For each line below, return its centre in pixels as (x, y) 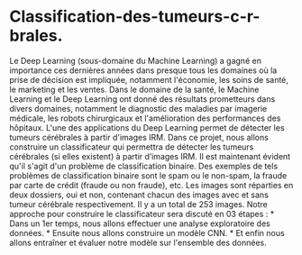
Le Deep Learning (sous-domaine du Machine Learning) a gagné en (135, 60)
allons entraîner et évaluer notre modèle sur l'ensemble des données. (138, 242)
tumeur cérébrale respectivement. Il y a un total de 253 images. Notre (138, 204)
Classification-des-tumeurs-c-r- (135, 17)
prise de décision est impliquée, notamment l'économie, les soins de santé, (149, 79)
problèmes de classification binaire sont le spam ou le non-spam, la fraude (148, 175)
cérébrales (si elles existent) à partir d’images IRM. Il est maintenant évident (150, 156)
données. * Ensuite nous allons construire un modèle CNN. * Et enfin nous (147, 232)
